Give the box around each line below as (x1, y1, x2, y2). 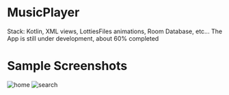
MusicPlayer (7, 5, 80, 20)
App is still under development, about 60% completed (7, 34, 159, 42)
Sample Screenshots (7, 58, 128, 74)
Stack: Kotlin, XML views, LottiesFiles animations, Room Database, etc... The (7, 27, 223, 35)
